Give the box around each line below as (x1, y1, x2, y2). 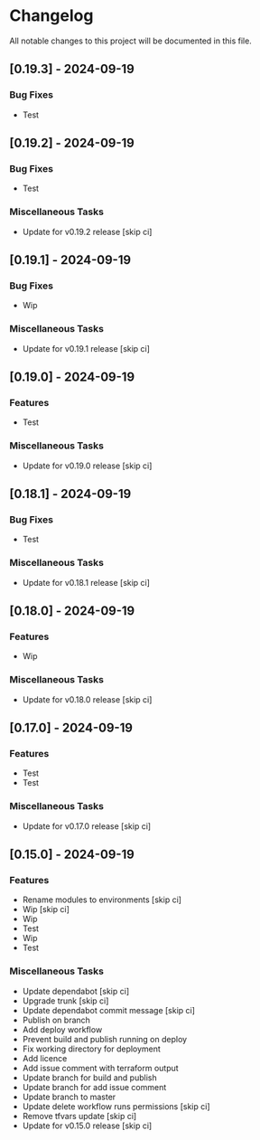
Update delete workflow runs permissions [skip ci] (22, 1100, 210, 1112)
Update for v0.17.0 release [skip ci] (22, 820, 152, 832)
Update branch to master (22, 1091, 116, 1102)
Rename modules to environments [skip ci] (22, 894, 182, 905)
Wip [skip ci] (22, 904, 70, 915)
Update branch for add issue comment (22, 1081, 167, 1092)
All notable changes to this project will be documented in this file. (9, 35, 253, 46)
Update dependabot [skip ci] (22, 985, 129, 996)
